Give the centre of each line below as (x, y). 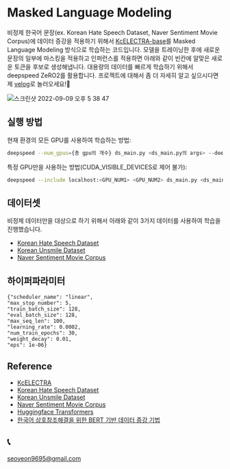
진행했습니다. (25, 229)
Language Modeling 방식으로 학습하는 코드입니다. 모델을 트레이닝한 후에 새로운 (114, 49)
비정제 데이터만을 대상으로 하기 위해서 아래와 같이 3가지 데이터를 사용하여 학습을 (114, 221)
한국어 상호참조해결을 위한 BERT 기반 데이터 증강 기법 (89, 420)
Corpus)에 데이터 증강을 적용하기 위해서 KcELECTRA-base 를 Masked (101, 41)
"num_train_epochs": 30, (42, 333)
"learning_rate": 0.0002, (44, 327)
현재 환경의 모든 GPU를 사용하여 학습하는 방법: (69, 140)
